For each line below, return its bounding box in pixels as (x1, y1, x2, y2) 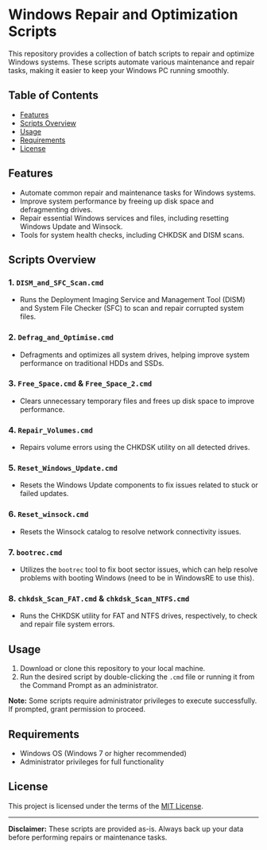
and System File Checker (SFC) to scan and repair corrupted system (19, 304, 244, 313)
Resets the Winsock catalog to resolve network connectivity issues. (19, 526, 242, 536)
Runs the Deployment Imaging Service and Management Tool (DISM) (19, 295, 246, 305)
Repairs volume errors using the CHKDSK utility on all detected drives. (19, 443, 250, 452)
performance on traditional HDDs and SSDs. (19, 358, 164, 367)
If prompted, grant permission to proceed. (8, 704, 145, 714)
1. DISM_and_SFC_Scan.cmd (8, 277, 104, 288)
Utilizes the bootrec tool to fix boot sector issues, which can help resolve (19, 565, 258, 574)
